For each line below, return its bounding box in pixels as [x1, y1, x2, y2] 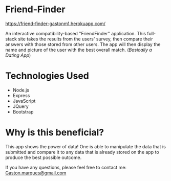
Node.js [12, 87, 30, 93]
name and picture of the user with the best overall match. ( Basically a [5, 47, 152, 53]
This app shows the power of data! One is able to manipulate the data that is [5, 143, 166, 149]
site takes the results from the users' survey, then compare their [17, 36, 153, 42]
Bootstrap [12, 108, 34, 115]
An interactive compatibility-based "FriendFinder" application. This [5, 30, 146, 36]
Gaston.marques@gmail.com [5, 170, 67, 176]
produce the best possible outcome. [5, 154, 82, 161]
